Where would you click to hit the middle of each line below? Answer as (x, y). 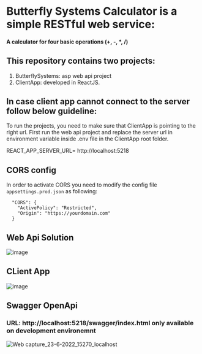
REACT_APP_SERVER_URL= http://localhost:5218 (68, 151)
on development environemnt (51, 331)
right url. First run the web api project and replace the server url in (90, 133)
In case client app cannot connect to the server (98, 102)
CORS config (32, 170)
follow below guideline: (52, 111)
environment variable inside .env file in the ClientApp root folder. (88, 139)
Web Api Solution (40, 237)
